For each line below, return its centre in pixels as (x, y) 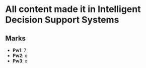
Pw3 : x (20, 61)
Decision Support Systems (62, 20)
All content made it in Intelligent (73, 9)
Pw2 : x (20, 55)
